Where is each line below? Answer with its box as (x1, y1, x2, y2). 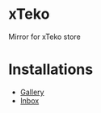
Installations (8, 60, 94, 79)
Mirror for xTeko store (8, 32, 81, 41)
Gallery (19, 87, 44, 97)
